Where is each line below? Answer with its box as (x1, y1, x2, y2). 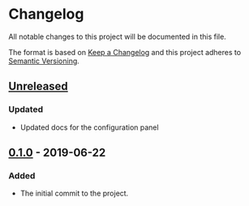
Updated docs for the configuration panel (19, 122, 160, 132)
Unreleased (8, 79, 69, 93)
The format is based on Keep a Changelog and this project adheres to (8, 47, 242, 57)
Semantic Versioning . (8, 56, 79, 66)
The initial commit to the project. (19, 188, 129, 199)
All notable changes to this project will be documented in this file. (8, 32, 227, 41)
